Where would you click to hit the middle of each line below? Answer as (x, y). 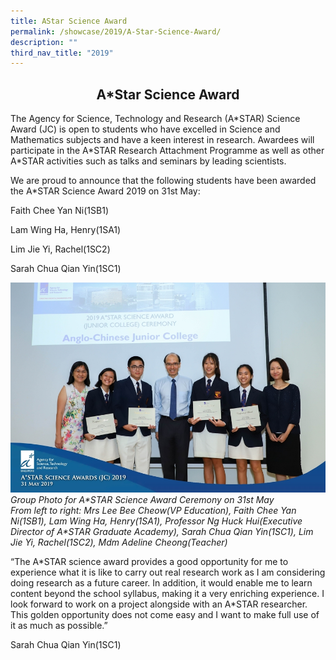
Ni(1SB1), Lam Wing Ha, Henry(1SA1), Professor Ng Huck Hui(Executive (156, 521)
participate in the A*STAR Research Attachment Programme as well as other (167, 151)
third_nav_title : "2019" (62, 53)
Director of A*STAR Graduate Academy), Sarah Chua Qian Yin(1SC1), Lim (162, 532)
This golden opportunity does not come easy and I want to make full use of (165, 615)
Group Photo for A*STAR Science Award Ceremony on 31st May (142, 500)
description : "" (44, 42)
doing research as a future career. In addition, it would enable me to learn (161, 583)
